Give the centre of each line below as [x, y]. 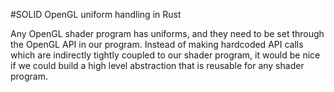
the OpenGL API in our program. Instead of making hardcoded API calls [157, 44]
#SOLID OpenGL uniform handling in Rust [96, 14]
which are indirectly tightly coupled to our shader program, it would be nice [165, 55]
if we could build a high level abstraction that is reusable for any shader [157, 65]
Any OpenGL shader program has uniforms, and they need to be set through [167, 33]
